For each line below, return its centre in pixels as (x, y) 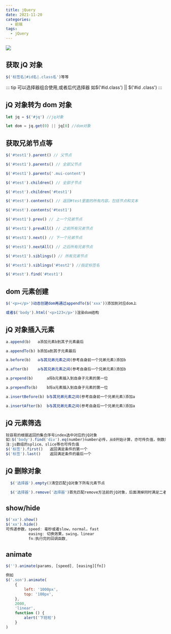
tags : (11, 29)
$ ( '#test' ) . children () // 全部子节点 (44, 183)
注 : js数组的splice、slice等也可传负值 (43, 445)
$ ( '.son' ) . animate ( (26, 580)
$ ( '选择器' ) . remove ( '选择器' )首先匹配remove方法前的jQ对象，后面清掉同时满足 (85, 492)
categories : (18, 19)
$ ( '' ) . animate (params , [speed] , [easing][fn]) (56, 566)
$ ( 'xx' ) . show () (22, 520)
